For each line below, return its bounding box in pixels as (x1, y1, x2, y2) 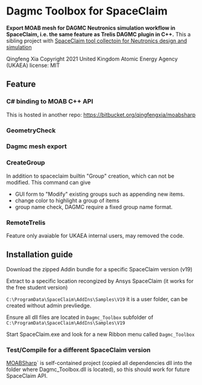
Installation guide (6, 250, 74, 260)
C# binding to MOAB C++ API (6, 97, 93, 106)
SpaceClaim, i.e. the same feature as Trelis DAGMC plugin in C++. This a (6, 30, 191, 37)
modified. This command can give (6, 178, 91, 186)
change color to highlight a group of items (14, 196, 119, 204)
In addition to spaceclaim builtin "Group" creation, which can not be (6, 172, 175, 180)
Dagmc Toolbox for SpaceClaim (6, 4, 168, 18)
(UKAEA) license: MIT (6, 62, 60, 69)
